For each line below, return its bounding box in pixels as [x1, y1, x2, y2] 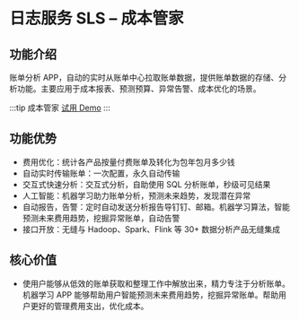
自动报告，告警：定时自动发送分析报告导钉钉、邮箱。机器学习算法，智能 [22, 201, 290, 212]
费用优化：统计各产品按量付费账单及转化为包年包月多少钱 [22, 156, 235, 167]
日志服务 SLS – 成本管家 [9, 8, 184, 29]
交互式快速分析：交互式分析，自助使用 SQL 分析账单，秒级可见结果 [22, 178, 271, 189]
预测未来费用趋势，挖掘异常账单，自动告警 [22, 212, 180, 223]
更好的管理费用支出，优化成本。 [30, 300, 149, 311]
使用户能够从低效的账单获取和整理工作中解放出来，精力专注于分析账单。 [22, 278, 290, 289]
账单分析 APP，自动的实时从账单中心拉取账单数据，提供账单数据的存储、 [9, 73, 279, 82]
